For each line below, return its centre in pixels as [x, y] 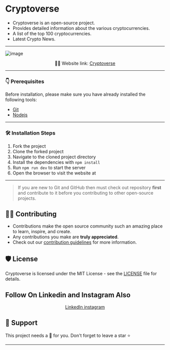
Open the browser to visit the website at [54, 173]
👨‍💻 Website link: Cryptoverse [85, 63]
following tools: [21, 100]
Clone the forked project [38, 151]
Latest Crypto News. [34, 39]
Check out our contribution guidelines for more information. [75, 242]
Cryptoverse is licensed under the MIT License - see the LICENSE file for [81, 274]
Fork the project [29, 146]
